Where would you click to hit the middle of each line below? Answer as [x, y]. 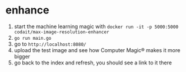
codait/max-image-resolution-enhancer [62, 32]
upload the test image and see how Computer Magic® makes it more [97, 50]
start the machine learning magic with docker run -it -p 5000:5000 [96, 26]
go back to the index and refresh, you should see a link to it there [93, 63]
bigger [22, 56]
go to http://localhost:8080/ [50, 44]
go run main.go [33, 38]
